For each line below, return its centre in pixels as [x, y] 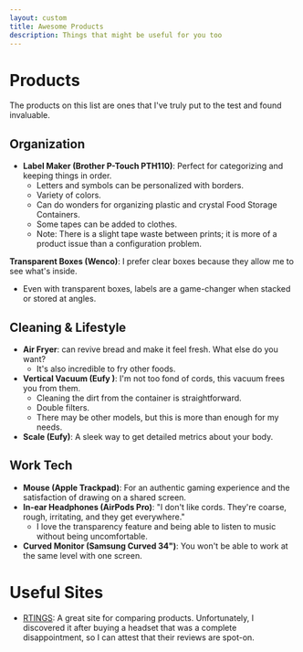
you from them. [52, 388]
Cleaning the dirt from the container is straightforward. [139, 398]
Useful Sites [56, 592]
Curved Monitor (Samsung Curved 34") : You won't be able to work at [156, 546]
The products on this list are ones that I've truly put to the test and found [146, 105]
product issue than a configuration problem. [119, 244]
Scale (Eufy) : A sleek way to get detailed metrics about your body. [148, 436]
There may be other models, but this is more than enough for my [157, 417]
